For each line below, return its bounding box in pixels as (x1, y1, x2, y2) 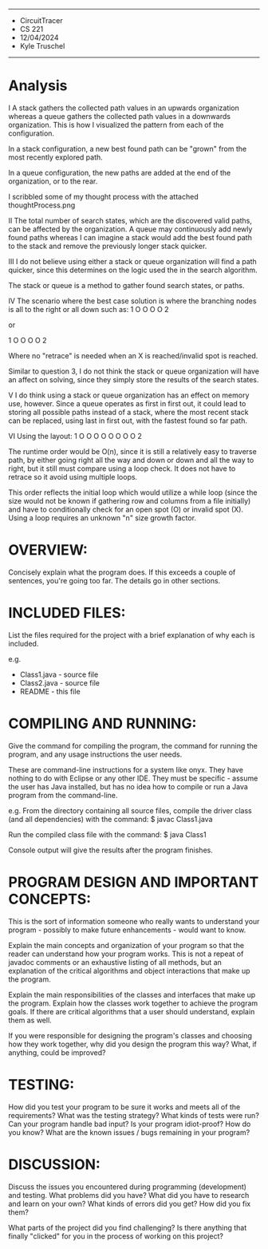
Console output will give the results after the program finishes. (8, 845, 213, 855)
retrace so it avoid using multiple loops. (8, 472, 138, 481)
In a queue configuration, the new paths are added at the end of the (8, 168, 231, 177)
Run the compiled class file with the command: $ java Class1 (8, 829, 207, 839)
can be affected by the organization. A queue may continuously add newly (8, 224, 253, 234)
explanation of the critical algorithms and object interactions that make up (8, 966, 250, 975)
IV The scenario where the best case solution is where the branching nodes (8, 296, 257, 306)
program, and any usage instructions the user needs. (8, 749, 183, 759)
